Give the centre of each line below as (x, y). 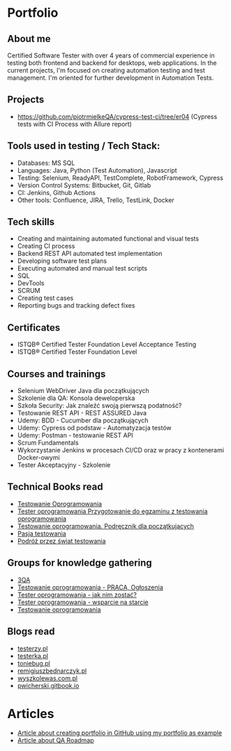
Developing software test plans (62, 261)
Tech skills (31, 222)
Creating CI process (46, 246)
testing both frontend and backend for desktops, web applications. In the (112, 63)
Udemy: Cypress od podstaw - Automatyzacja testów (94, 428)
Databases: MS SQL (46, 163)
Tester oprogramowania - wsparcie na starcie (83, 602)
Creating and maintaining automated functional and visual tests (108, 238)
